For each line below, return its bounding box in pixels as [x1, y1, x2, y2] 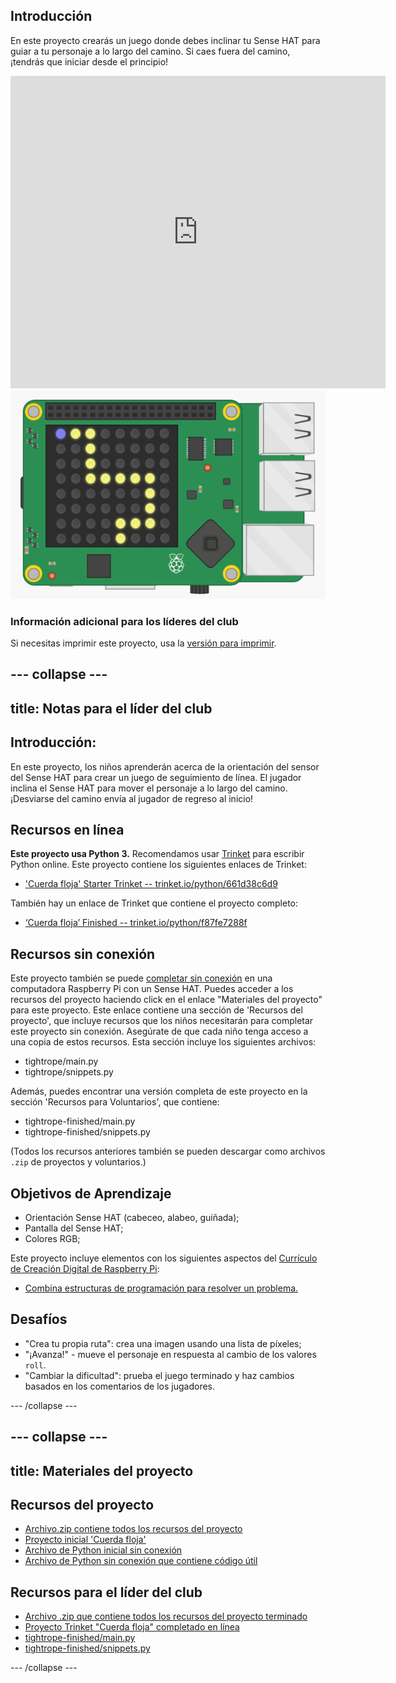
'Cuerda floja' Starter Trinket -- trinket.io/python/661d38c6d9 [24, 878, 278, 890]
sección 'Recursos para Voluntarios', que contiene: [10, 1096, 220, 1108]
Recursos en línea [10, 821, 125, 838]
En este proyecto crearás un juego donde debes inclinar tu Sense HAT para [10, 34, 321, 46]
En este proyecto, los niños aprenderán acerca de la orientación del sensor [10, 760, 320, 773]
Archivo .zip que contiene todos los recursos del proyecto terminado [24, 1610, 308, 1623]
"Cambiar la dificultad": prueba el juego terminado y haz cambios [24, 1369, 295, 1381]
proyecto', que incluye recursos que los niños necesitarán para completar [10, 1015, 314, 1027]
